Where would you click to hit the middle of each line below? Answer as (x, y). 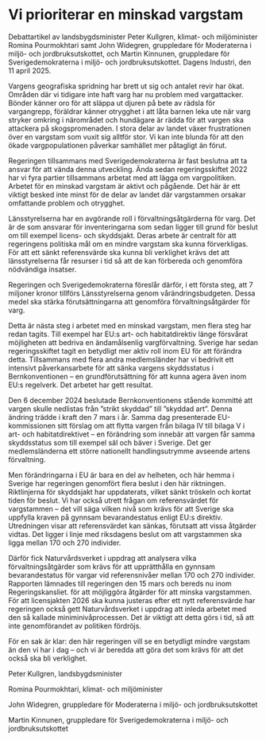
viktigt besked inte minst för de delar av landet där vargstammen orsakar (127, 194)
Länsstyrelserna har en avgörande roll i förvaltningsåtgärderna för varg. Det (132, 218)
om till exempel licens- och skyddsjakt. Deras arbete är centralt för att (122, 235)
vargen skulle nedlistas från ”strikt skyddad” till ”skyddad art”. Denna (120, 409)
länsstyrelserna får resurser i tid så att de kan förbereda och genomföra (125, 261)
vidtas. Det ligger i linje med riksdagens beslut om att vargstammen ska (125, 534)
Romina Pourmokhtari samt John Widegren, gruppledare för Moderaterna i (130, 45)
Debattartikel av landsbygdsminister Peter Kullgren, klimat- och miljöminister (133, 37)
